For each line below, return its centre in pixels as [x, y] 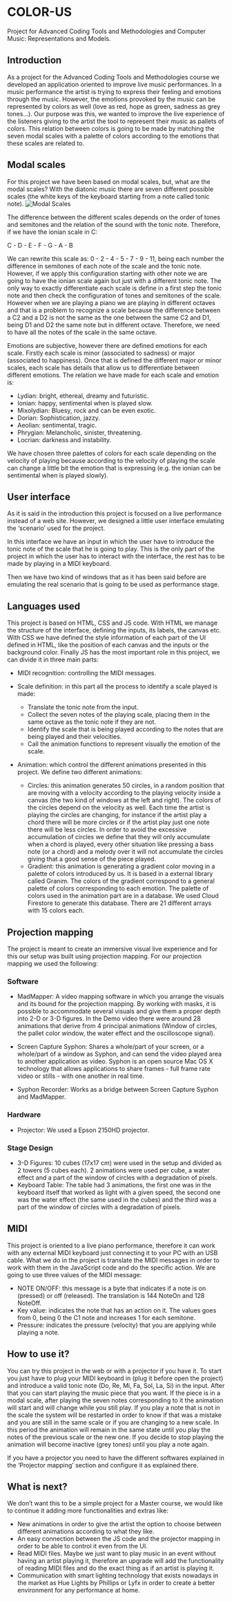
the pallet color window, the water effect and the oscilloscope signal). [116, 1033]
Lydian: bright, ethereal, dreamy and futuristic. [83, 396]
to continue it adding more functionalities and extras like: [88, 1511]
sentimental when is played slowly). [58, 475]
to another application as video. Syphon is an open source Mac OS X [115, 1061]
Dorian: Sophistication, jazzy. [58, 418]
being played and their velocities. [75, 737]
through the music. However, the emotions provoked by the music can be [112, 99]
